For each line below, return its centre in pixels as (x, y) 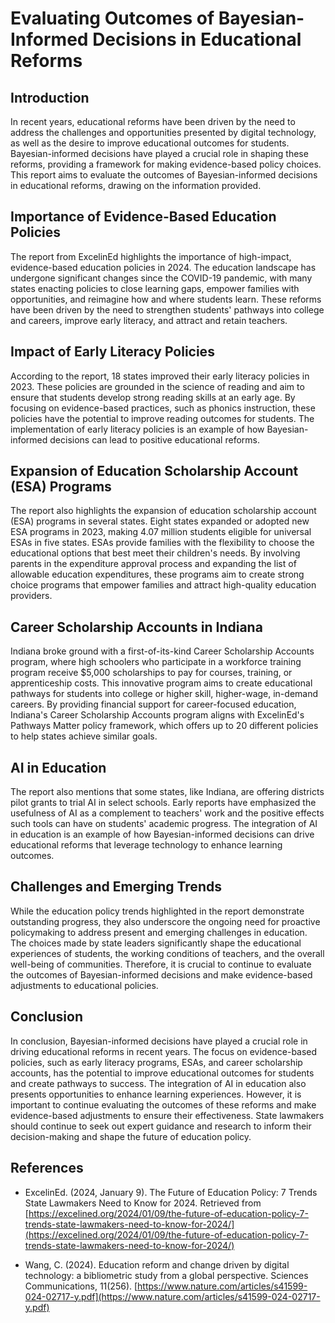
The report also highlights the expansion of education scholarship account (163, 511)
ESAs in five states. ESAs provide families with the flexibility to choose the (162, 543)
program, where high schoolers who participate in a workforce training (156, 662)
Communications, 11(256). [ (81, 1286)
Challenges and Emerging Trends (116, 887)
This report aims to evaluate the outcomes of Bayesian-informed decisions (164, 175)
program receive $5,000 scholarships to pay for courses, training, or (151, 673)
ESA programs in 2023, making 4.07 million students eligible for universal (161, 532)
